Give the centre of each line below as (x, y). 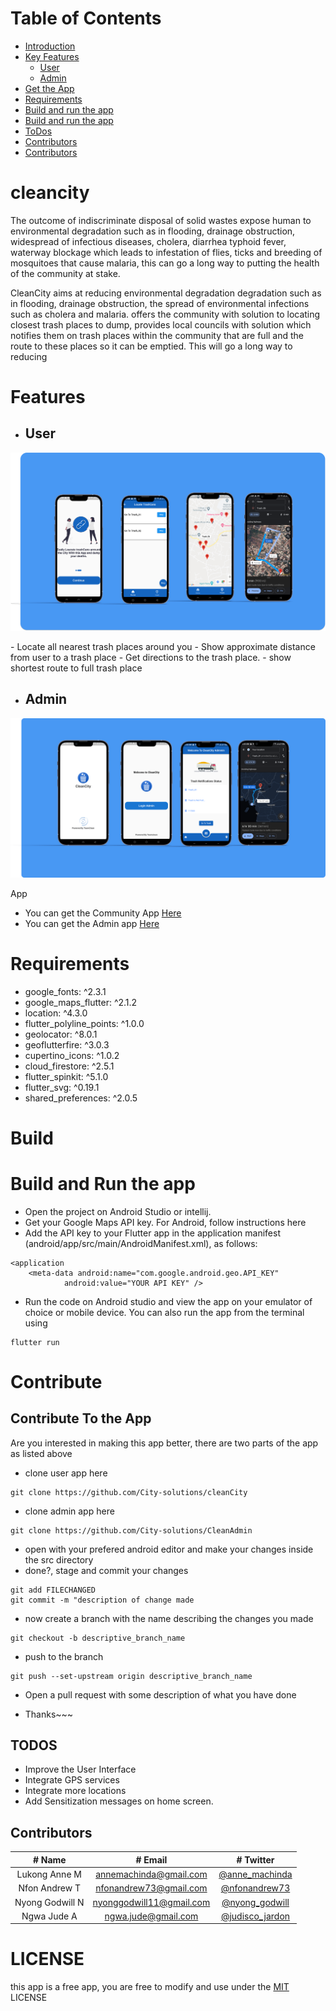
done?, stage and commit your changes (106, 1570)
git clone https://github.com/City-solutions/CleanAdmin (131, 1530)
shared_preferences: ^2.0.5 (81, 1098)
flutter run (35, 1342)
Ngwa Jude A (49, 1916)
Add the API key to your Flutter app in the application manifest (152, 1233)
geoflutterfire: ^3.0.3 (67, 1044)
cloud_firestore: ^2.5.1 (69, 1066)
